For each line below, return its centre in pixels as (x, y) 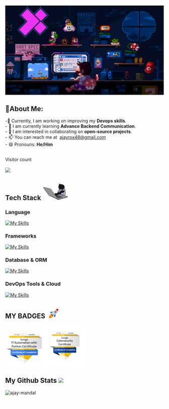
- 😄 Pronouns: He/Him (29, 144)
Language (18, 212)
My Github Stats (31, 381)
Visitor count (18, 159)
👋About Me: (24, 109)
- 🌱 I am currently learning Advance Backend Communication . (71, 126)
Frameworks (21, 236)
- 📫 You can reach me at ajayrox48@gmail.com (56, 137)
